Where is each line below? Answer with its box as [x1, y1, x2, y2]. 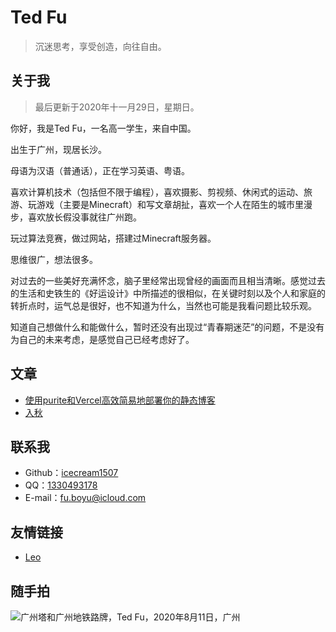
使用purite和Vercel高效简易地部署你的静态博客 [24, 394, 216, 406]
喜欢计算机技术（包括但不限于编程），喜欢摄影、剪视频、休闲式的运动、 [10, 186, 304, 198]
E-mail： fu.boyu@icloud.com [24, 492, 147, 504]
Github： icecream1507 [24, 467, 119, 479]
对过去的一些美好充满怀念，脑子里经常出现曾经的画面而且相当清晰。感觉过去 [10, 274, 326, 286]
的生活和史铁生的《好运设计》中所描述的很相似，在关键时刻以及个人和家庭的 [10, 287, 326, 299]
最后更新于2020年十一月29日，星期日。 [34, 101, 200, 113]
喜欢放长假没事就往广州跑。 [27, 211, 142, 223]
